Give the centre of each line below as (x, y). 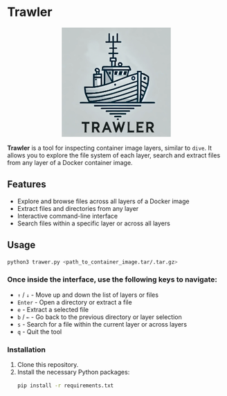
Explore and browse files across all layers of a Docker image (103, 201)
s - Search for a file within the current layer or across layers (102, 324)
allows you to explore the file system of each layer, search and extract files (114, 155)
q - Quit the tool (39, 332)
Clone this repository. (48, 365)
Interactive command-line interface (67, 216)
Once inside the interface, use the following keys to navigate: (112, 279)
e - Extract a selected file (53, 309)
